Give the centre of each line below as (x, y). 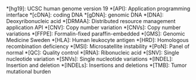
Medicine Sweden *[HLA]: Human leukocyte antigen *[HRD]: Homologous (97, 40)
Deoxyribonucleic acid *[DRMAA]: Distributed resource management (91, 21)
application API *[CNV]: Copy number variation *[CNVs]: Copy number (94, 27)
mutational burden (29, 71)
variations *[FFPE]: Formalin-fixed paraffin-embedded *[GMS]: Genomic (96, 34)
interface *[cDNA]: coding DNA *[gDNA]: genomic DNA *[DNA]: (85, 15)
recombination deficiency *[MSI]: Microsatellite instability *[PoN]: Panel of (98, 46)
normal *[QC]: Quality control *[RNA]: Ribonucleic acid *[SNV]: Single (93, 52)
